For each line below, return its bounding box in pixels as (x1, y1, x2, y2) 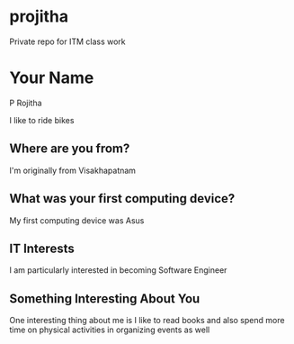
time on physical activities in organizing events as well (9, 324, 210, 335)
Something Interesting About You (9, 291, 200, 306)
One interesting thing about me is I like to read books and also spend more (9, 315, 285, 326)
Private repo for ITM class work (9, 36, 126, 47)
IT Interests (9, 240, 75, 256)
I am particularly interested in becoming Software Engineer (9, 265, 227, 276)
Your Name (9, 68, 94, 88)
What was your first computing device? (9, 191, 236, 206)
